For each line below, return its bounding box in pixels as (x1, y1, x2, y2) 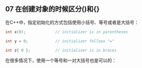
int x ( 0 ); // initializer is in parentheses (5, 29, 128, 35)
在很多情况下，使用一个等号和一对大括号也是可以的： (5, 57, 117, 63)
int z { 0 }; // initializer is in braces (5, 48, 117, 53)
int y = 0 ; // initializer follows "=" (5, 39, 115, 44)
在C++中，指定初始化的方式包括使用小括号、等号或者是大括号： (5, 19, 139, 25)
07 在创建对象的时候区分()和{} (5, 5, 100, 14)
